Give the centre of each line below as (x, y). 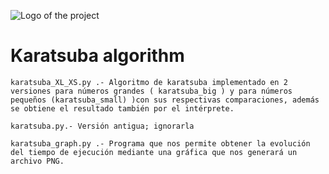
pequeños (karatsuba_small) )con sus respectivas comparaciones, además (165, 100)
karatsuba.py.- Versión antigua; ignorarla (102, 126)
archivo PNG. (37, 161)
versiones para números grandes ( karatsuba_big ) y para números (151, 91)
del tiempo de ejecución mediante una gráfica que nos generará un (154, 152)
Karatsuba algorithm (97, 56)
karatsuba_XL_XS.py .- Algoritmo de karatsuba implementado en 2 (149, 82)
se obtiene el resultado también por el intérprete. (122, 108)
